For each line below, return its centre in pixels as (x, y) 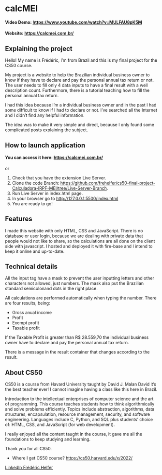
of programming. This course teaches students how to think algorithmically (80, 404)
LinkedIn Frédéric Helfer (29, 468)
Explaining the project (39, 48)
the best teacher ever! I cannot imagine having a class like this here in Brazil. (81, 389)
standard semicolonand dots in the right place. (51, 289)
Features (19, 219)
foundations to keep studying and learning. (48, 439)
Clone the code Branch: (36, 183)
